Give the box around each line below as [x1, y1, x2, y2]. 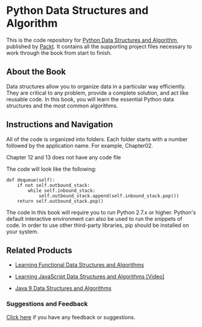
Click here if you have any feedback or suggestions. [6, 313, 136, 320]
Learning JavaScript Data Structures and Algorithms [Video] [14, 273, 165, 281]
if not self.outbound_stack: [17, 182, 90, 188]
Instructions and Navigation [6, 119, 113, 130]
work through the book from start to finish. [6, 49, 112, 56]
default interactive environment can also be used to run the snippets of [6, 215, 183, 222]
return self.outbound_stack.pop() [17, 198, 104, 204]
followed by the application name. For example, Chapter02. [6, 142, 154, 149]
